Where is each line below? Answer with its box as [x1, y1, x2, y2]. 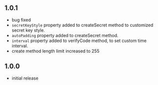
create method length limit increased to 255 [11, 48, 99, 54]
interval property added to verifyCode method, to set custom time [11, 38, 147, 43]
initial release [11, 75, 39, 81]
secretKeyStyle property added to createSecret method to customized [11, 22, 154, 28]
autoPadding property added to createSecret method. [11, 32, 118, 38]
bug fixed [11, 17, 31, 22]
